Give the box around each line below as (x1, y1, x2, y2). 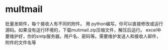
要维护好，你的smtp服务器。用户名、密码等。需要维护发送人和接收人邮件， (5, 33, 161, 39)
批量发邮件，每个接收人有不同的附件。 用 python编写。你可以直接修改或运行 (5, 20, 163, 26)
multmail (5, 3, 43, 15)
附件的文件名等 (5, 39, 36, 45)
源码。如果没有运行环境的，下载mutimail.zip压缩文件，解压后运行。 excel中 (5, 26, 161, 33)
